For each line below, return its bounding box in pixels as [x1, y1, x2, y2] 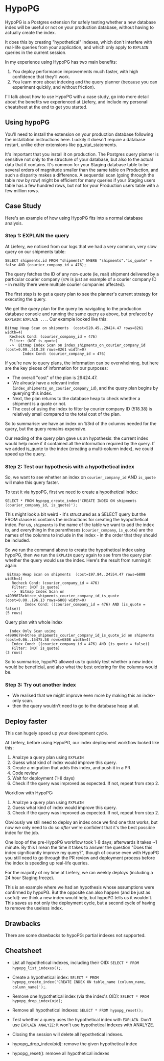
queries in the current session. [5, 50, 67, 55]
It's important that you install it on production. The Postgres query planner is [5, 151, 159, 157]
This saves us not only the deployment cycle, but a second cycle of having [5, 900, 156, 906]
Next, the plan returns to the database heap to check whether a [12, 395, 141, 401]
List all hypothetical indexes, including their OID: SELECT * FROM [12, 960, 140, 965]
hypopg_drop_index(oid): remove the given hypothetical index [12, 1040, 137, 1047]
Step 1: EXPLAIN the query [5, 232, 70, 239]
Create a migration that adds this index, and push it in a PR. [12, 765, 132, 771]
